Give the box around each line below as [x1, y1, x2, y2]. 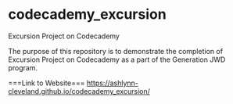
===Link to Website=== [8, 78, 85, 88]
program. [8, 63, 38, 72]
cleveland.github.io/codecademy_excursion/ [8, 86, 150, 95]
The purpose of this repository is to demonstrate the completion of [8, 46, 224, 56]
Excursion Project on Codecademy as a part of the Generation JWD [8, 55, 226, 64]
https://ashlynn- [86, 78, 139, 88]
